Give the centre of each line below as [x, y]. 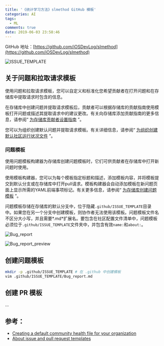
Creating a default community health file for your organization [74, 333]
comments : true [20, 28]
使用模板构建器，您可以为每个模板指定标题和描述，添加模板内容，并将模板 [80, 178]
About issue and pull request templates [51, 339]
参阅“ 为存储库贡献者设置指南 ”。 [51, 119]
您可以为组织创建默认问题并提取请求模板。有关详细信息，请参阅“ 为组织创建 [82, 130]
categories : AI [20, 14]
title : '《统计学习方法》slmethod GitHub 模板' [51, 10]
